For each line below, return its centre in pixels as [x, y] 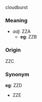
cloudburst [16, 7]
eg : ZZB [28, 37]
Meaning [16, 20]
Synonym [17, 74]
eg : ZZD [14, 85]
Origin [13, 50]
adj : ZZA [22, 31]
